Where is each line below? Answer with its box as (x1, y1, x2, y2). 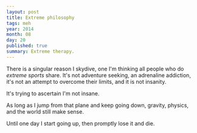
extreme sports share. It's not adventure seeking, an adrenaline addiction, (6, 71, 192, 79)
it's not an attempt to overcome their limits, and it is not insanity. (6, 78, 167, 85)
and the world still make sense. (6, 107, 84, 115)
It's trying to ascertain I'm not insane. (6, 89, 100, 97)
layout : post (6, 9, 40, 15)
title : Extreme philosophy (6, 15, 75, 21)
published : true (6, 43, 47, 49)
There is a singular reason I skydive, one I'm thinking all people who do (6, 65, 184, 72)
